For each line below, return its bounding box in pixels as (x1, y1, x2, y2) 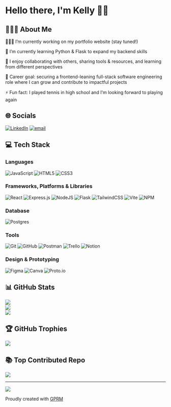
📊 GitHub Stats (5, 283, 55, 292)
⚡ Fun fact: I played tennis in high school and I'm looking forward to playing (5, 89, 163, 95)
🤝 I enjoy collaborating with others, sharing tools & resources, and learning (5, 58, 162, 64)
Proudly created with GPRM (5, 396, 64, 402)
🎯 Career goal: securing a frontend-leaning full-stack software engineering (5, 74, 162, 80)
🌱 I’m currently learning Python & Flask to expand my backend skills (5, 49, 148, 54)
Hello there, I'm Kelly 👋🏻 (5, 5, 109, 16)
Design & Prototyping (5, 256, 60, 263)
